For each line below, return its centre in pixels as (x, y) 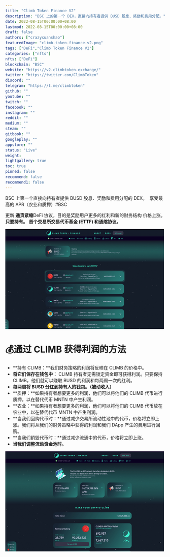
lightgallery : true (26, 161)
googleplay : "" (21, 139)
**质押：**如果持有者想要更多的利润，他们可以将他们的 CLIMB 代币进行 (88, 393)
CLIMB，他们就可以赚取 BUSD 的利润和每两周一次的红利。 (74, 380)
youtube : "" (18, 97)
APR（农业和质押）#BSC (41, 204)
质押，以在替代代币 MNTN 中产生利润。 (54, 399)
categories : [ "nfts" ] (28, 53)
